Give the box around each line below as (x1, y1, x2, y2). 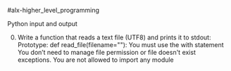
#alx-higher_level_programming (7, 6, 100, 14)
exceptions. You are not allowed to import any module (17, 56, 174, 64)
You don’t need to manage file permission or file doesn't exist (17, 49, 196, 56)
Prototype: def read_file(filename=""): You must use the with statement (17, 41, 224, 49)
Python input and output (7, 20, 77, 27)
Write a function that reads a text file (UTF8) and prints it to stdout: (17, 33, 211, 41)
